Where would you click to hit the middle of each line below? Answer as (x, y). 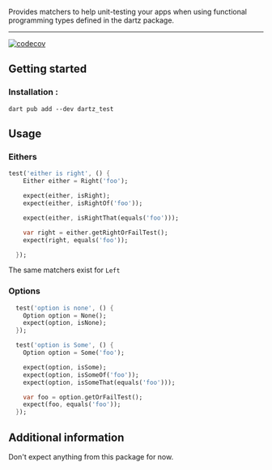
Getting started (48, 69)
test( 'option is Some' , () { (65, 345)
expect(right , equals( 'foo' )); (76, 240)
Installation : (33, 92)
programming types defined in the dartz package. (91, 20)
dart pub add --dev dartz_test (61, 109)
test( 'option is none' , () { (65, 308)
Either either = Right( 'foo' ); (76, 182)
